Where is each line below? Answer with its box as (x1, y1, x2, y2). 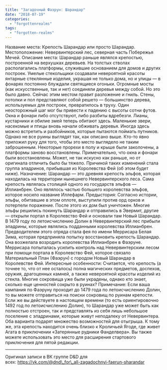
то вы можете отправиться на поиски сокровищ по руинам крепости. (5, 292, 154, 298)
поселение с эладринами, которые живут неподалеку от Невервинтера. (5, 313, 160, 319)
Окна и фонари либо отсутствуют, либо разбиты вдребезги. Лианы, (5, 113, 149, 118)
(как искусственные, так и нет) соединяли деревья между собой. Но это (5, 86, 161, 92)
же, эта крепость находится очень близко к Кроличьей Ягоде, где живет (5, 324, 161, 329)
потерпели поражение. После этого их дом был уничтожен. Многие (5, 202, 150, 208)
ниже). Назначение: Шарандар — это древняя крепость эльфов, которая (5, 171, 161, 176)
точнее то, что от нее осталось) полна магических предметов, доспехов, (5, 266, 161, 271)
